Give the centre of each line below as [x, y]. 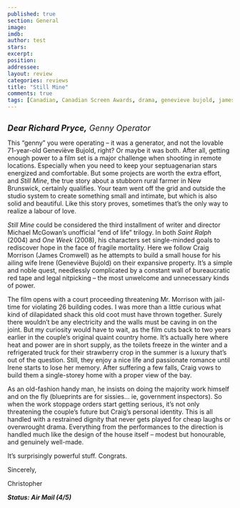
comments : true [30, 93]
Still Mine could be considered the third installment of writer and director [114, 225]
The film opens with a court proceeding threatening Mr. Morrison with [110, 299]
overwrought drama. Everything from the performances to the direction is [115, 427]
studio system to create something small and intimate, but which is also [112, 196]
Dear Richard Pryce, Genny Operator [79, 128]
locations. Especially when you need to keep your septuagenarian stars [112, 166]
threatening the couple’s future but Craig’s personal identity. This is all [110, 412]
